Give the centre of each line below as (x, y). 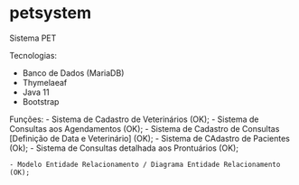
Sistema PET (33, 38)
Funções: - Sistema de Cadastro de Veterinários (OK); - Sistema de (134, 119)
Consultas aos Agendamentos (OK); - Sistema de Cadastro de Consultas (145, 128)
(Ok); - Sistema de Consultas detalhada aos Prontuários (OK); (124, 148)
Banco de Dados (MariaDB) (73, 73)
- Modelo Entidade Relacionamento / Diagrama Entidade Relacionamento (145, 164)
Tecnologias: (33, 55)
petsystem (51, 13)
